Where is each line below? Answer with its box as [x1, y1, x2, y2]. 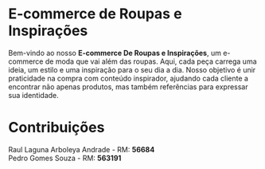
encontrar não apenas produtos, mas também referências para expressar [8, 81, 248, 92]
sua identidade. [8, 90, 60, 100]
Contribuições [8, 119, 105, 136]
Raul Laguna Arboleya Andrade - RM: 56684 [8, 144, 155, 154]
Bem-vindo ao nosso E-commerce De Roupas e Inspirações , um [8, 48, 221, 57]
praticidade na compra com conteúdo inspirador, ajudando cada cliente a [8, 73, 249, 83]
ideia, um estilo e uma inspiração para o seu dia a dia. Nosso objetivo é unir [8, 65, 256, 74]
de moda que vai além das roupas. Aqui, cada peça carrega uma [45, 57, 257, 66]
